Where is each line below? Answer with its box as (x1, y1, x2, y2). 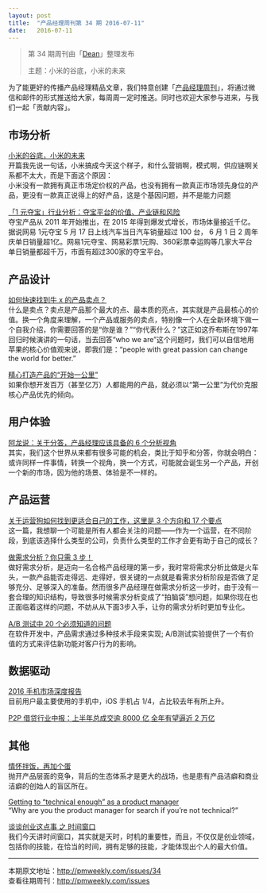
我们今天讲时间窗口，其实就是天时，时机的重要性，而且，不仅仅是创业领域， (8, 832, 259, 841)
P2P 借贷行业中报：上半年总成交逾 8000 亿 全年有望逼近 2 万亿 (8, 714, 215, 723)
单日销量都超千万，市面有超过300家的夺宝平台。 (8, 247, 168, 256)
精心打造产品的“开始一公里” (8, 370, 99, 379)
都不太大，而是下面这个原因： (14, 171, 113, 180)
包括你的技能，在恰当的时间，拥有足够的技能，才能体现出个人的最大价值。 (8, 842, 252, 852)
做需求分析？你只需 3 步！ (8, 552, 94, 562)
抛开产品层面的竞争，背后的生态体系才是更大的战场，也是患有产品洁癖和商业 (8, 772, 259, 781)
